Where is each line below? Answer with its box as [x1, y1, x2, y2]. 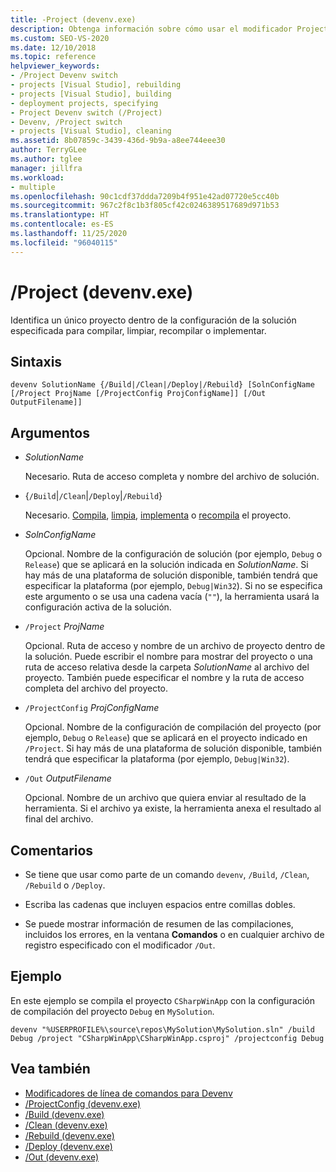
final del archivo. [24, 813, 94, 825]
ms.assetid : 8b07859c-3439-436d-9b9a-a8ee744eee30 [10, 136, 226, 146]
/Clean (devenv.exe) [24, 1119, 108, 1131]
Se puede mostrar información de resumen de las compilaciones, [24, 918, 294, 930]
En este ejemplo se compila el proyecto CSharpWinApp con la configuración [10, 994, 315, 1006]
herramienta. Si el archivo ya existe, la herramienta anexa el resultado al [24, 802, 322, 815]
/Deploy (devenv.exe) [24, 1140, 113, 1152]
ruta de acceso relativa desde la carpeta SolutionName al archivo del [24, 661, 310, 673]
